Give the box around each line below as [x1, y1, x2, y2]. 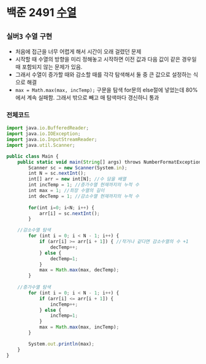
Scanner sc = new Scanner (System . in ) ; [28, 165, 128, 171]
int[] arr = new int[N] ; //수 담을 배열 [28, 176, 127, 182]
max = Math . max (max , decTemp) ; [39, 267, 120, 273]
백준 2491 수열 [6, 6, 77, 20]
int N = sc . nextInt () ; [28, 170, 86, 177]
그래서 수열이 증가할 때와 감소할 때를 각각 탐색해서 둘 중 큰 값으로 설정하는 [15, 71, 192, 78]
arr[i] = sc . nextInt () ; [39, 210, 100, 217]
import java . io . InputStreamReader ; [6, 136, 97, 143]
